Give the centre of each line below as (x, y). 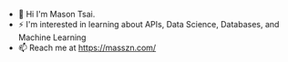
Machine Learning (52, 37)
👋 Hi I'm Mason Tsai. (57, 14)
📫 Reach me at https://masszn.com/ (87, 47)
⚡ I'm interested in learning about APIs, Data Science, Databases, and (149, 24)
